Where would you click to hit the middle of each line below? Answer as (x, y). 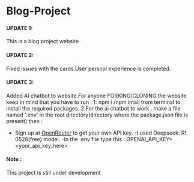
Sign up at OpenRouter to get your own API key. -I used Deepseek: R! (101, 133)
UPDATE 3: (20, 82)
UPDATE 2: (20, 55)
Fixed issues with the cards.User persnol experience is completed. (89, 68)
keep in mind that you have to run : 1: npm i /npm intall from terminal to (93, 102)
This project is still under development (53, 173)
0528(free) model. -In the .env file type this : (70, 139)
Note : (14, 159)
